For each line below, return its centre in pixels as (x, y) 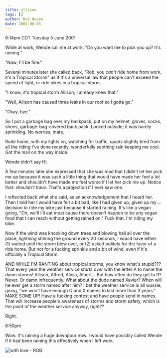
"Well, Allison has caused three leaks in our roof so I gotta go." (69, 102)
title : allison (21, 10)
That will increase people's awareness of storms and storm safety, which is (83, 301)
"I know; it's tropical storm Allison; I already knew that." (62, 92)
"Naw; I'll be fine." (24, 62)
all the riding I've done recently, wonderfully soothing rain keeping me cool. (83, 147)
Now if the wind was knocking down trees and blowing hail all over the (78, 233)
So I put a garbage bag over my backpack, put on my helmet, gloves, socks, (83, 121)
